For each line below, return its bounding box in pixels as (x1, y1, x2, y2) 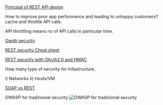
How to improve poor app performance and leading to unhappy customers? (5, 14, 159, 19)
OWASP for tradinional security (5, 95, 68, 100)
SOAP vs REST (5, 85, 35, 91)
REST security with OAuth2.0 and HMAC (5, 57, 87, 63)
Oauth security (5, 38, 35, 43)
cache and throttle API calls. (5, 19, 63, 24)
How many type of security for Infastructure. (5, 66, 96, 72)
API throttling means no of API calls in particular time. (5, 28, 113, 34)
